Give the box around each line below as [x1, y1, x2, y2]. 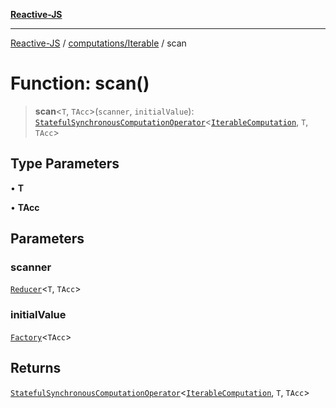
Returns [10, 360, 62, 377]
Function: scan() [10, 72, 150, 95]
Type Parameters [10, 155, 120, 173]
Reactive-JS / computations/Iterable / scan [10, 37, 187, 49]
